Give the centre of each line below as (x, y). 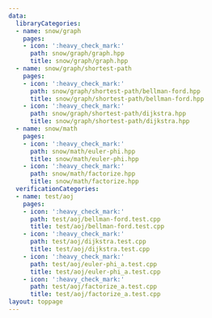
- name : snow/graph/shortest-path (74, 69)
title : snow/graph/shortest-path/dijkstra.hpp (110, 121)
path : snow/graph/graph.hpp (77, 53)
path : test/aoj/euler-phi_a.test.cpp (93, 264)
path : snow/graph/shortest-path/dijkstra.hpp (108, 114)
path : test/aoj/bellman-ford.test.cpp (95, 219)
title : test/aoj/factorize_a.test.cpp (95, 295)
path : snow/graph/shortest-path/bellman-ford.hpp (115, 91)
